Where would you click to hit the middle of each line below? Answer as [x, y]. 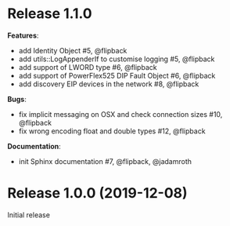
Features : [23, 35]
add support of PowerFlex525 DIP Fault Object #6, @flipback [117, 75]
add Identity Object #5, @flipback [73, 50]
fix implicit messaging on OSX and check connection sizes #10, [120, 114]
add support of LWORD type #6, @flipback [88, 67]
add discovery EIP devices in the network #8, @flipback [109, 84]
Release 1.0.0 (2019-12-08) [98, 193]
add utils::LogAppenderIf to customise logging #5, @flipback [117, 59]
